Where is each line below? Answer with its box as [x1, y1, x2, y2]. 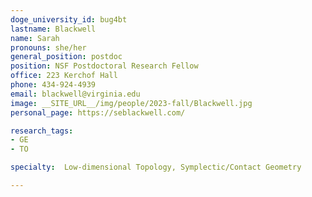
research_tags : [10, 126, 74, 136]
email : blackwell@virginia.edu [10, 89, 141, 99]
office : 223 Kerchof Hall [10, 71, 118, 81]
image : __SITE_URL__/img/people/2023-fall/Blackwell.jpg [10, 98, 253, 108]
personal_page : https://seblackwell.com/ [10, 107, 186, 118]
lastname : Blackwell [10, 24, 97, 34]
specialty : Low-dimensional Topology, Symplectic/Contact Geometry [10, 162, 302, 173]
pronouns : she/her [10, 42, 87, 53]
